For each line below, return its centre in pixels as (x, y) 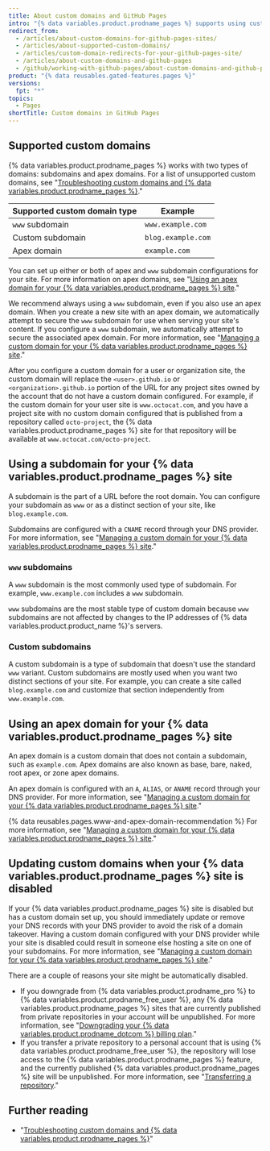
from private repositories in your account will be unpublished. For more (137, 1016)
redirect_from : (34, 31)
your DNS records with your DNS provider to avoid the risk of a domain (126, 925)
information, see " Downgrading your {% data (94, 1025)
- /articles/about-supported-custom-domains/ (93, 46)
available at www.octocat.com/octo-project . (80, 438)
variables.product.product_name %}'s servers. (86, 625)
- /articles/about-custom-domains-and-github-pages (104, 61)
